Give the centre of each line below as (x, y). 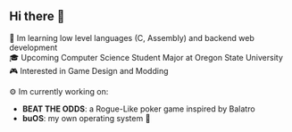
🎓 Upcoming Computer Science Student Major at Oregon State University (146, 57)
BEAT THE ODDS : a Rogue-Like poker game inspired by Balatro (139, 109)
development (33, 47)
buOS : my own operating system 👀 (86, 118)
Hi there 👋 (37, 16)
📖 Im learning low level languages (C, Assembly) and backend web (132, 37)
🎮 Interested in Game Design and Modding (89, 70)
